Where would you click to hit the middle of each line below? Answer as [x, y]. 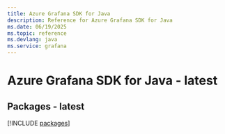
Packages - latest [46, 106]
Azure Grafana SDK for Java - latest [113, 81]
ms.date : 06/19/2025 [37, 27]
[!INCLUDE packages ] [39, 123]
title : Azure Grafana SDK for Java [59, 14]
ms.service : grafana [37, 46]
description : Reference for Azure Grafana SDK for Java [90, 20]
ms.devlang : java [32, 40]
